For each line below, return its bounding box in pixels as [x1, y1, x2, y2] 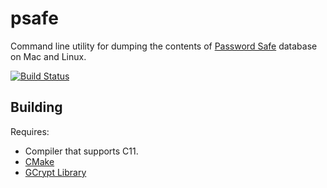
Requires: [10, 125, 50, 137]
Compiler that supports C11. [24, 145, 139, 157]
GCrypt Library [24, 166, 87, 178]
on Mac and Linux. [10, 50, 87, 62]
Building [10, 99, 63, 116]
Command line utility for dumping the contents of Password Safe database [10, 40, 318, 52]
